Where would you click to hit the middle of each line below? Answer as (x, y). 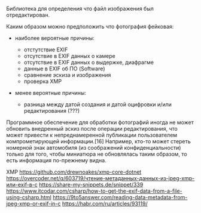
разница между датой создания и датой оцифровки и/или (98, 104)
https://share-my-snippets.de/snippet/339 (91, 185)
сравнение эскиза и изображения (67, 75)
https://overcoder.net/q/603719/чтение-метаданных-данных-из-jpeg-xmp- (100, 178)
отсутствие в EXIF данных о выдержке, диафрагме (89, 62)
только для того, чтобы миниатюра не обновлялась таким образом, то (97, 154)
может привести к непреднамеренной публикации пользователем (92, 135)
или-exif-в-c (22, 185)
